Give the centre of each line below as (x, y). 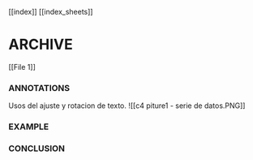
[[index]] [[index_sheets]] (51, 12)
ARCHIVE (41, 45)
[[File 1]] (22, 67)
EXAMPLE (29, 127)
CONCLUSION (36, 149)
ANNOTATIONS (39, 88)
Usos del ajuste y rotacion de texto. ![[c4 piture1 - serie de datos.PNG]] (127, 106)
